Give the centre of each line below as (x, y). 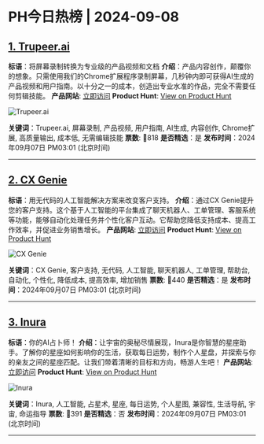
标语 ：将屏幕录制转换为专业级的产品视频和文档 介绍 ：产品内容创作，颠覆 (126, 66)
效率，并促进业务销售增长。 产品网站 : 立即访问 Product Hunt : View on (128, 229)
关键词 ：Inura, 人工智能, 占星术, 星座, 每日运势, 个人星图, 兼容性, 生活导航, (128, 404)
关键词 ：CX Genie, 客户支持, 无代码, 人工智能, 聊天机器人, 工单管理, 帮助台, (129, 270)
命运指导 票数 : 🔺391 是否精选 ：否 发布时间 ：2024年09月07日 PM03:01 (132, 413)
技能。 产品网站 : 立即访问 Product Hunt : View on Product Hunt (130, 96)
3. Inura (27, 322)
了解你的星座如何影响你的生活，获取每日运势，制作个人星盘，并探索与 (135, 352)
